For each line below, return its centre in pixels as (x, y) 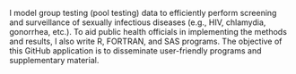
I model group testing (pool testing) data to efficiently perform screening (143, 13)
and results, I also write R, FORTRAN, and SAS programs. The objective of (146, 41)
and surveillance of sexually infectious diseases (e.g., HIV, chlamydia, (138, 22)
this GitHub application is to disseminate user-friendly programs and (135, 51)
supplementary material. (54, 60)
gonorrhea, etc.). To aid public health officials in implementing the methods (148, 32)
